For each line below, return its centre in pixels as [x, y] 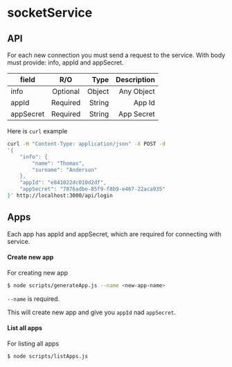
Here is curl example [37, 131]
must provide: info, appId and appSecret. [65, 63]
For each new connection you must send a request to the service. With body [116, 55]
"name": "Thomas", [59, 163]
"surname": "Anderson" [65, 170]
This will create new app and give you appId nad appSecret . [92, 312]
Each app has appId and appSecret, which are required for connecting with [114, 234]
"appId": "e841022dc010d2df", [63, 183]
